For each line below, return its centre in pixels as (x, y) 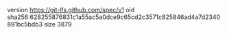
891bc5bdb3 (25, 24)
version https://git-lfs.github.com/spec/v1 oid (71, 10)
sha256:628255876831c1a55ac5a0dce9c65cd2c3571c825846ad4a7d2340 (114, 17)
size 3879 (58, 24)
